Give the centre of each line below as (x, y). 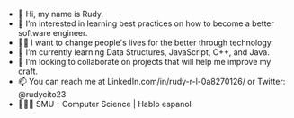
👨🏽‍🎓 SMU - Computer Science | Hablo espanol (104, 104)
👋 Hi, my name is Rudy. (60, 14)
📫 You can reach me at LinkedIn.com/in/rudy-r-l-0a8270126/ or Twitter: (151, 82)
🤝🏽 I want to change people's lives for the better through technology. (146, 42)
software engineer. (53, 33)
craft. (28, 71)
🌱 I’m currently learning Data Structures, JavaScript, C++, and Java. (143, 52)
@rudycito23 (42, 94)
